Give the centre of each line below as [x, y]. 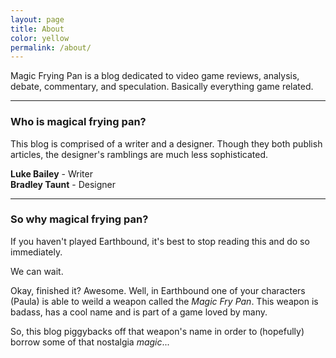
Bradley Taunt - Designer [63, 184]
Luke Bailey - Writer [51, 173]
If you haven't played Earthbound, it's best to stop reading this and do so [160, 241]
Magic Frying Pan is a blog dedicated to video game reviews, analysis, [155, 76]
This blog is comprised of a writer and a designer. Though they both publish [166, 143]
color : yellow [40, 38]
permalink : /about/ [51, 47]
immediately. [36, 252]
